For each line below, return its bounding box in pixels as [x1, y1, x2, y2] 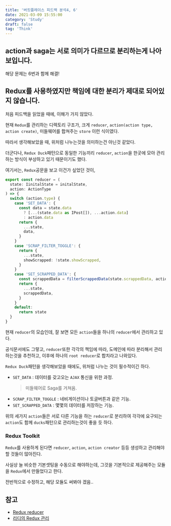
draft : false [5, 21, 33, 27]
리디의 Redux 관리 [12, 515, 49, 521]
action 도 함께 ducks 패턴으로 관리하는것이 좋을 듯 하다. [5, 419, 113, 425]
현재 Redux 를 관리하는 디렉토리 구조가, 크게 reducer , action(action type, [5, 122, 153, 128]
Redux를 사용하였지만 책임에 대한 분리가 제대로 [5, 87, 145, 96]
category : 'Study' [5, 17, 44, 22]
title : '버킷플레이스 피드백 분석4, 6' [5, 7, 78, 13]
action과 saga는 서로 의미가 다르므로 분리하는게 [5, 46, 148, 55]
